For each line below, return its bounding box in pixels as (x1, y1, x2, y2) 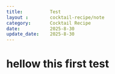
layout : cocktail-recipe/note (6, 14, 105, 20)
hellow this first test (6, 57, 110, 71)
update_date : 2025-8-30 (6, 31, 75, 37)
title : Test (6, 8, 61, 15)
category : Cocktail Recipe (6, 20, 91, 26)
